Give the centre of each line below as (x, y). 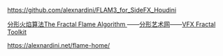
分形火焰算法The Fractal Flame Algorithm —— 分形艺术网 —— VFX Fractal (111, 24)
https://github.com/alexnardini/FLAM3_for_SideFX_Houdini (92, 10)
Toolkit (17, 32)
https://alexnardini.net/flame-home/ (59, 45)
